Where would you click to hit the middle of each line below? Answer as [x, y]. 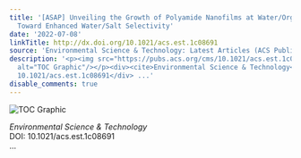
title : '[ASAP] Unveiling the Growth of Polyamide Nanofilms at [132, 17]
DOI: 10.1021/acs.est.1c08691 [62, 136]
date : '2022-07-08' [46, 34]
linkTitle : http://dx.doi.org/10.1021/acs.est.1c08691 [114, 42]
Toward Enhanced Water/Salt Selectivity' [96, 26]
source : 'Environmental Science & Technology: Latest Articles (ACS [140, 51]
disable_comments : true [54, 84]
